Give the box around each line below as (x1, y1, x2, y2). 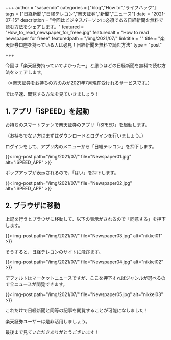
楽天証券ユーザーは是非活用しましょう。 (5, 318, 90, 324)
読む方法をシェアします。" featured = (5, 24, 84, 30)
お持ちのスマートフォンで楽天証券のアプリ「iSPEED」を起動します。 (5, 122, 150, 128)
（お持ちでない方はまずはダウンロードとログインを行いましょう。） (5, 132, 146, 139)
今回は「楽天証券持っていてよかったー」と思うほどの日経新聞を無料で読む (5, 63, 162, 69)
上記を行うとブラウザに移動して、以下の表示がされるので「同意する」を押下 (5, 216, 166, 222)
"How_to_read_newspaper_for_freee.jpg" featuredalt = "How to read (5, 30, 149, 35)
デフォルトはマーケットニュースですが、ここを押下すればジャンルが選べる (5, 275, 162, 281)
